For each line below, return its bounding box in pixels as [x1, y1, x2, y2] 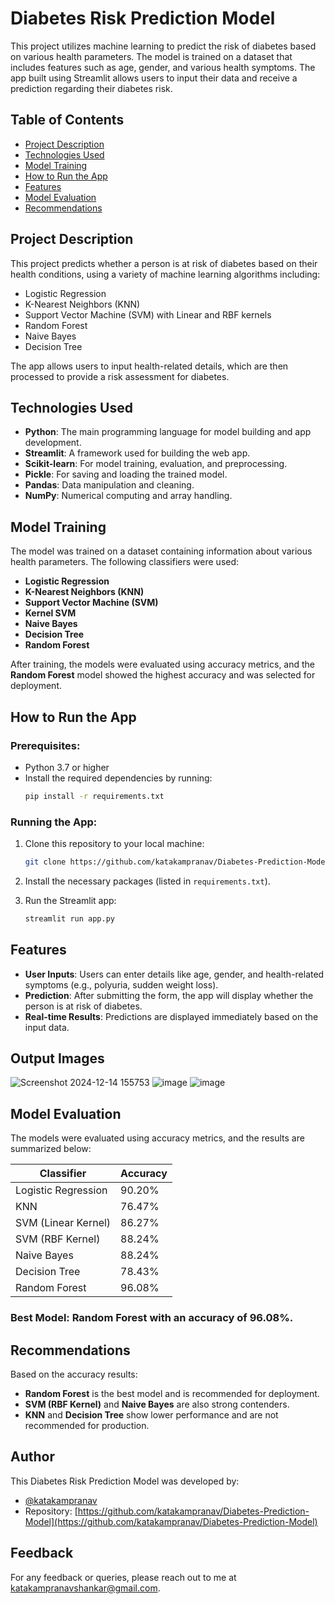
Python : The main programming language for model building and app [24, 426, 312, 438]
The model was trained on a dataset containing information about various [10, 545, 313, 557]
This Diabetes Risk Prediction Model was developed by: [10, 1475, 240, 1487]
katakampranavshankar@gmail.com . [10, 1582, 161, 1594]
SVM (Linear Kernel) [15, 1216, 112, 1230]
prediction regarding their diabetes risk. [10, 82, 173, 94]
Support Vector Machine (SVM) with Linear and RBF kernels [24, 308, 272, 321]
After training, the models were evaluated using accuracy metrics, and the [10, 658, 316, 671]
